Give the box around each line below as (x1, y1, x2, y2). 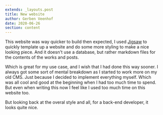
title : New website (5, 12, 45, 17)
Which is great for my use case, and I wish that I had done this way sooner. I (5, 64, 159, 70)
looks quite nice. (5, 105, 38, 111)
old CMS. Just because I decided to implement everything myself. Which (5, 74, 151, 80)
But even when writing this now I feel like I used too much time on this (5, 85, 145, 91)
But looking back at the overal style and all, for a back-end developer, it (5, 99, 149, 105)
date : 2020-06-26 (5, 21, 41, 26)
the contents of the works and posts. (5, 54, 79, 60)
